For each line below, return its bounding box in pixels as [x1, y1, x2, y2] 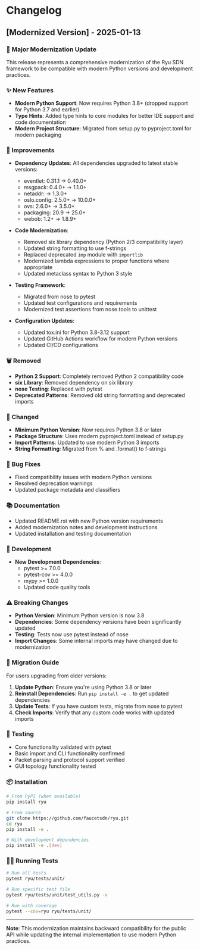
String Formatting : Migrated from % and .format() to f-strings [14, 445, 167, 452]
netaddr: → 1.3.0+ [23, 190, 67, 197]
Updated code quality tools [23, 583, 90, 590]
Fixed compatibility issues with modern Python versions [14, 474, 152, 481]
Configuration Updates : [14, 317, 74, 324]
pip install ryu [6, 799, 46, 805]
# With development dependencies [6, 837, 89, 843]
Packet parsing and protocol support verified [14, 756, 125, 763]
